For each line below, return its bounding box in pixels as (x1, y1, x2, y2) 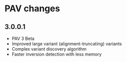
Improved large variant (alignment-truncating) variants (11, 41, 122, 47)
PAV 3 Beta (11, 35, 35, 41)
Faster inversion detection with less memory (11, 51, 102, 57)
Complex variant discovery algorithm (11, 46, 87, 52)
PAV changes (4, 3, 60, 14)
